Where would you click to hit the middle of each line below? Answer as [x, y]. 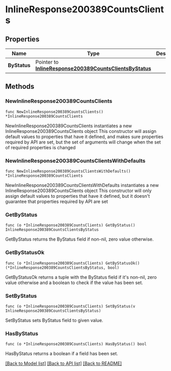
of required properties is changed [40, 147]
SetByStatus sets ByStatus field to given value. [54, 320]
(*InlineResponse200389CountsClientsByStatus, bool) [62, 268]
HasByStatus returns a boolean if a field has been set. [62, 354]
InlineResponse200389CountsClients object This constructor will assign [81, 131]
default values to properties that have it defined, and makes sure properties [84, 136]
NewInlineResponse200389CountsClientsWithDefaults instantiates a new [82, 185]
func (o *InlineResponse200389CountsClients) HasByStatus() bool [76, 344]
